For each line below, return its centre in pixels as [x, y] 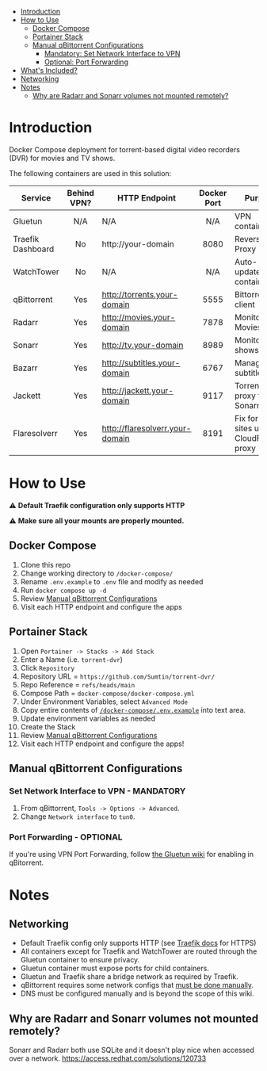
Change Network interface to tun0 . [78, 817]
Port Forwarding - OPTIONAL [66, 837]
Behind [80, 193]
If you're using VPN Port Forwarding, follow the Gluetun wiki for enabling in [132, 855]
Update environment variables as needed [88, 718]
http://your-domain [138, 243]
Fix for [246, 418]
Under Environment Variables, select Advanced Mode [104, 702]
